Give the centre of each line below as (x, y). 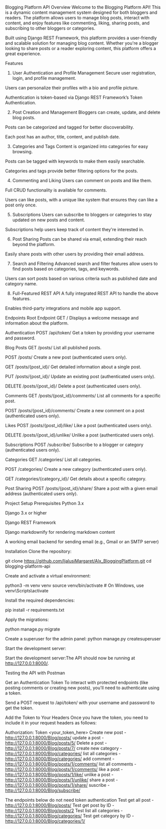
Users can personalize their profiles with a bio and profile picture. (72, 88)
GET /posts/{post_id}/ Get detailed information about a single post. (73, 367)
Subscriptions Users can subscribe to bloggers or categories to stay (82, 215)
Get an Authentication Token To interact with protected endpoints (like (77, 682)
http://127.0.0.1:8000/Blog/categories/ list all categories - (63, 753)
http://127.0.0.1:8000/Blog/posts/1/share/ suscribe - (57, 785)
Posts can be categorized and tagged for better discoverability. (70, 127)
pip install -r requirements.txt (35, 610)
